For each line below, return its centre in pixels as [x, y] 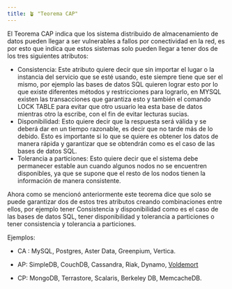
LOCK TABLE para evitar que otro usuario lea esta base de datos [110, 106]
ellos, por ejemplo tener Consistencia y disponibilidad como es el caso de [113, 209]
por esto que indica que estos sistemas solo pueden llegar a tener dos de [113, 48]
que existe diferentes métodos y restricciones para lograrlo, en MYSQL [119, 91]
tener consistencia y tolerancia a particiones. [72, 223]
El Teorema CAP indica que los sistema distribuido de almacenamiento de [113, 34]
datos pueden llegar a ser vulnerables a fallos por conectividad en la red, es [116, 41]
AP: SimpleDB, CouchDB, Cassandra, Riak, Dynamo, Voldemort [108, 264]
